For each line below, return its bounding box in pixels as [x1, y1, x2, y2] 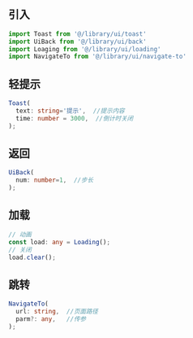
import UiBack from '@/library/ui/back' [8, 37, 148, 46]
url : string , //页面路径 [15, 308, 99, 316]
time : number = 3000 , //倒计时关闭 [15, 114, 134, 122]
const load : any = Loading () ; [8, 238, 111, 246]
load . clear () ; [8, 253, 57, 261]
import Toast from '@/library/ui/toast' [8, 29, 148, 38]
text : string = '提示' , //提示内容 [15, 107, 125, 115]
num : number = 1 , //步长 [15, 176, 94, 185]
